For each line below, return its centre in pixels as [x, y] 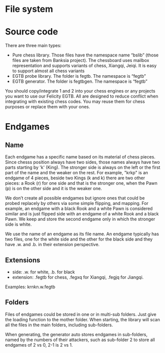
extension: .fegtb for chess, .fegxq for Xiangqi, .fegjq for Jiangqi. [78, 277]
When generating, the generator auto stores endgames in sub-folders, [76, 334]
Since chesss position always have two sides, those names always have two [82, 162]
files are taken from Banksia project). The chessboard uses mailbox [81, 60]
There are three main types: [33, 46]
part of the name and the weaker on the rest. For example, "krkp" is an [77, 173]
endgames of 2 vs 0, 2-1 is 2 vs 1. [39, 345]
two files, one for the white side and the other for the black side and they [79, 239]
